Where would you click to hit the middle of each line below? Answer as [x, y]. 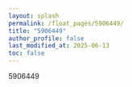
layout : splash [34, 16]
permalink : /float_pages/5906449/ [66, 23]
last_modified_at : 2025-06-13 [59, 46]
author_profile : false [46, 38]
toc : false [27, 53]
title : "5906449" [37, 31]
